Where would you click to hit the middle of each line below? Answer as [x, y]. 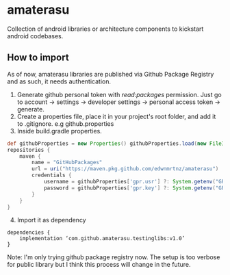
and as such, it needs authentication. [59, 81]
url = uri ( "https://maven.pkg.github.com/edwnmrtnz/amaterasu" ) [125, 169]
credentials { [52, 175]
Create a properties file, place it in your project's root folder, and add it [116, 116]
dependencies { [29, 233]
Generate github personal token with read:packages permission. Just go [119, 94]
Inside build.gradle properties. [60, 131]
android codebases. [35, 36]
